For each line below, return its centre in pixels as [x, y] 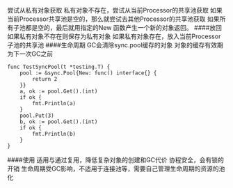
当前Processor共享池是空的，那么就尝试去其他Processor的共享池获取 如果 [113, 19]
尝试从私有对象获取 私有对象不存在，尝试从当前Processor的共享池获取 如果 [115, 10]
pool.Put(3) [37, 116]
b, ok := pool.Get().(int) [59, 122]
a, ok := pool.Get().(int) [59, 91]
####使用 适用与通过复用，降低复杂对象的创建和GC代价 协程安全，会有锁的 [116, 160]
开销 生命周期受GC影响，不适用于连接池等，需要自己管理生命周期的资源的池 [116, 169]
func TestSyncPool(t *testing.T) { [59, 67]
